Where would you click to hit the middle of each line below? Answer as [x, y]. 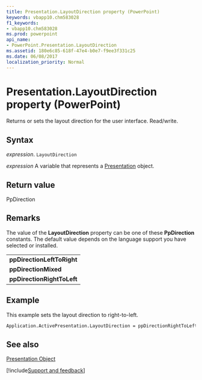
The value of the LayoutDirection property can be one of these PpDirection [100, 232]
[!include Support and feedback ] [46, 370]
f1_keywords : [23, 23]
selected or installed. [32, 245]
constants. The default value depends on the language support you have [96, 239]
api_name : [19, 40]
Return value [31, 185]
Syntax [20, 140]
